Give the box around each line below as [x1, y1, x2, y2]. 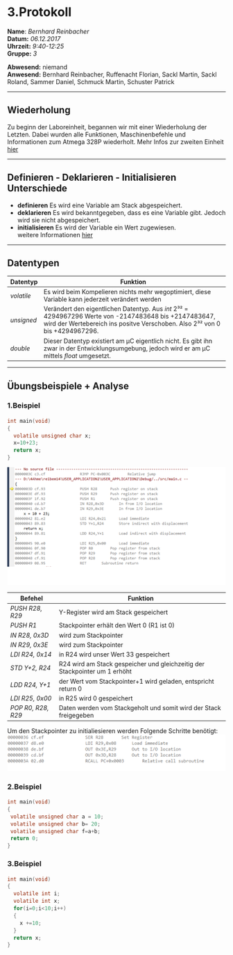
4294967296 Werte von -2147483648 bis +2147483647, [43, 312, 216, 321]
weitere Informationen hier [17, 230, 94, 239]
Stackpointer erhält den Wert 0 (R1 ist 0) [58, 621, 175, 629]
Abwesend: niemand [7, 63, 68, 71]
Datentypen [7, 257, 60, 268]
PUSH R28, [10, 604, 43, 613]
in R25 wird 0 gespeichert [58, 693, 133, 703]
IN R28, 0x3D [10, 631, 49, 639]
